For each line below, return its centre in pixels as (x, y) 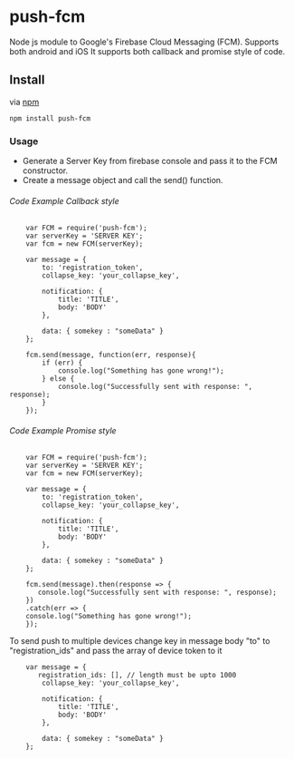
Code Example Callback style (64, 200)
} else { (58, 379)
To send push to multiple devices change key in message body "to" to (140, 641)
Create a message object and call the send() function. (123, 180)
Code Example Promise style (63, 430)
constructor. (45, 170)
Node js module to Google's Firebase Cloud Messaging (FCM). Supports (144, 42)
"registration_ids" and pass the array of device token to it (116, 651)
